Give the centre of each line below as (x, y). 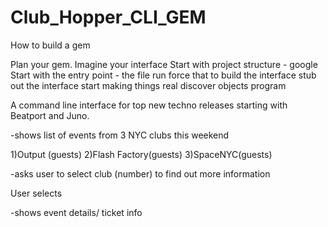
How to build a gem (50, 45)
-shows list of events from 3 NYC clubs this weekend (120, 135)
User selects (36, 193)
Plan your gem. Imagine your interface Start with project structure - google (164, 64)
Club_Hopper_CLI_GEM (108, 17)
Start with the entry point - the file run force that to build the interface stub (163, 75)
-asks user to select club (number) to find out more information (140, 173)
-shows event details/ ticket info (76, 212)
